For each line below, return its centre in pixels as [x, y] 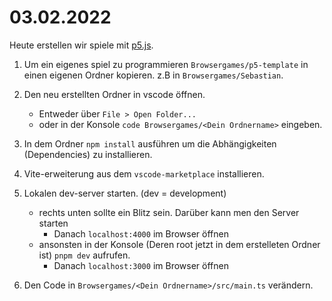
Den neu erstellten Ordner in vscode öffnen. [114, 94]
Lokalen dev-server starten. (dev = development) [125, 193]
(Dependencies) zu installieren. [88, 154]
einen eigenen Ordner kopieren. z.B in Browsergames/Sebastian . [153, 75]
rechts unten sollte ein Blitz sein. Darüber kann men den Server [169, 212]
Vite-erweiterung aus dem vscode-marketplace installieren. [144, 173]
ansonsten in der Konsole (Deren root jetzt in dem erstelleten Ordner [179, 244]
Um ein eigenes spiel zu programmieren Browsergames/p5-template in [166, 64]
